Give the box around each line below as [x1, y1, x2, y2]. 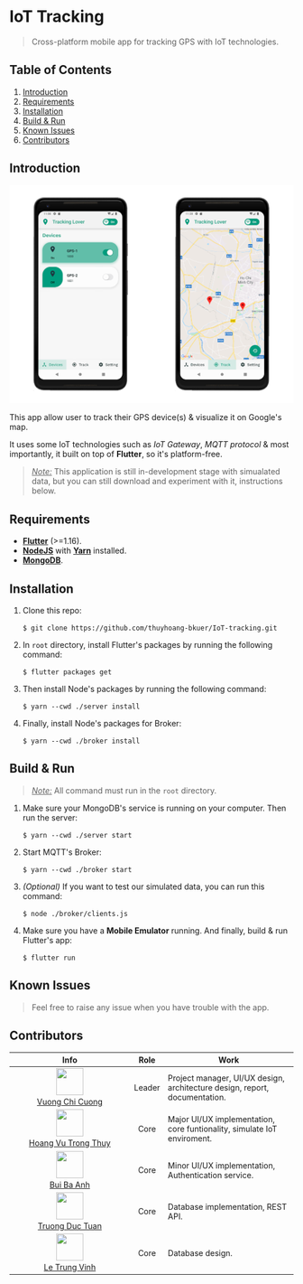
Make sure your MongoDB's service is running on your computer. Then [22, 802, 287, 813]
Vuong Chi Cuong [36, 1096, 104, 1108]
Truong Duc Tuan [37, 1220, 102, 1231]
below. [31, 485, 57, 496]
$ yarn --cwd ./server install [22, 702, 141, 711]
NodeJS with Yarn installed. [22, 545, 127, 557]
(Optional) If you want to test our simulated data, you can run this [22, 881, 265, 892]
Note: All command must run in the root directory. [31, 784, 217, 796]
